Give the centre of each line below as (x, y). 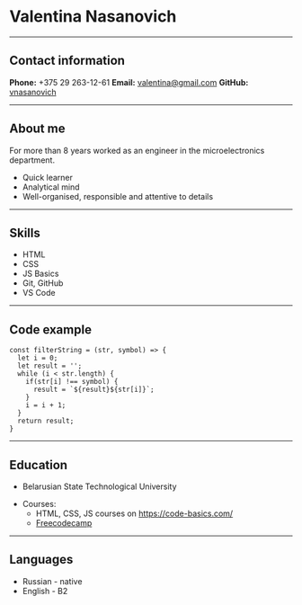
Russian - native (52, 581)
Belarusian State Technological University (99, 486)
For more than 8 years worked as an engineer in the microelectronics (137, 150)
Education (39, 465)
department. (32, 160)
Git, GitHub (43, 283)
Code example (51, 329)
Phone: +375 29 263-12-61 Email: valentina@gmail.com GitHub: (129, 82)
